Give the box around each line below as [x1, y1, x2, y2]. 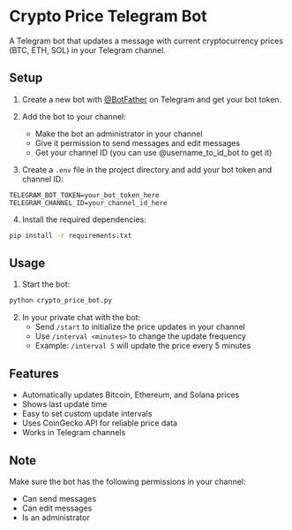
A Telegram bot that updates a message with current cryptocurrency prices [9, 35, 284, 46]
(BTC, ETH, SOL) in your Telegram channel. [9, 44, 166, 55]
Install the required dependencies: [21, 214, 147, 225]
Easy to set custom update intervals [21, 409, 153, 419]
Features [9, 365, 59, 381]
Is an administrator [21, 511, 90, 523]
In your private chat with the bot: [21, 312, 141, 323]
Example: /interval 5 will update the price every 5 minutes [34, 341, 251, 351]
